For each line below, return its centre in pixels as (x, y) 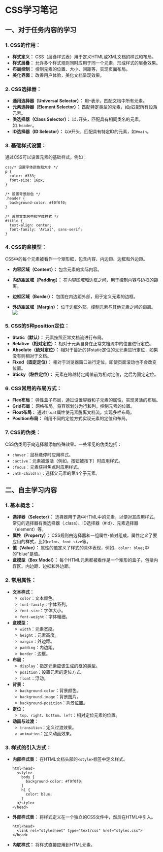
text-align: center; (31, 225)
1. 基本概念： (20, 505)
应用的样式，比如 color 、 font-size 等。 (51, 542)
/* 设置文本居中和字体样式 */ (32, 217)
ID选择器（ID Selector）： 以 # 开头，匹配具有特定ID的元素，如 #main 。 (82, 131)
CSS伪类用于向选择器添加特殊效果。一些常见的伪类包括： (64, 444)
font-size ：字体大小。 (43, 610)
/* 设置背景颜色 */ (23, 194)
